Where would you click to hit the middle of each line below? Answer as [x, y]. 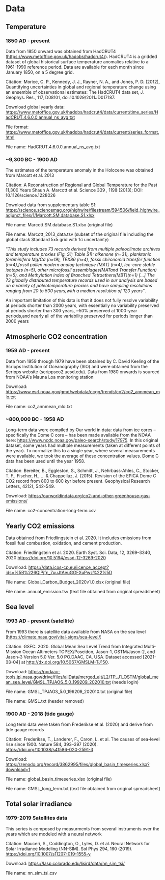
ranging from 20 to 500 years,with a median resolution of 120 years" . [76, 291]
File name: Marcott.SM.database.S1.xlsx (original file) [59, 225]
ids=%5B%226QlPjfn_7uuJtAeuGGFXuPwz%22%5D [59, 572]
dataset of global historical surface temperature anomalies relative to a [77, 61]
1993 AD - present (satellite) [40, 621]
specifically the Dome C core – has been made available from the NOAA [78, 435]
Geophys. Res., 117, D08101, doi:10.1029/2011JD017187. [60, 97]
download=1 [18, 770]
